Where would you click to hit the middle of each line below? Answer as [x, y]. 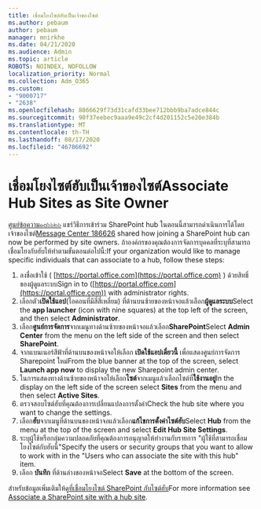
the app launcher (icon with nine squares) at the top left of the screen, [134, 310]
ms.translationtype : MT [47, 125]
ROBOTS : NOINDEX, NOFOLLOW [52, 67]
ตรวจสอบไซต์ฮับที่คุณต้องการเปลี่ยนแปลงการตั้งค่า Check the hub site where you [132, 404]
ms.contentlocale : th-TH [49, 132]
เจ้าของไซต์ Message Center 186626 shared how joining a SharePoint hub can [129, 233]
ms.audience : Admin [40, 52]
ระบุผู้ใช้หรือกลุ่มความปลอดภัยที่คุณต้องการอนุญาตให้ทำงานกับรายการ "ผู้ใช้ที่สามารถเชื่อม [133, 438]
